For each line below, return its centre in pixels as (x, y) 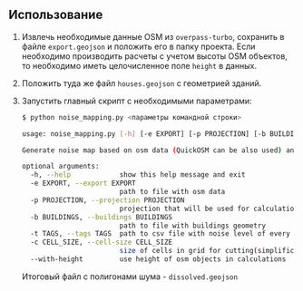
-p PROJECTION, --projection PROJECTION (108, 200)
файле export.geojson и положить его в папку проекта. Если (138, 46)
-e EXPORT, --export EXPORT (83, 184)
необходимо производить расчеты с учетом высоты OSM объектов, (154, 56)
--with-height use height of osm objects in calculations (158, 259)
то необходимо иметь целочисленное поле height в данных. (139, 65)
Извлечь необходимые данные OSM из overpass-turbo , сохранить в (153, 36)
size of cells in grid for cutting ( (189, 251)
